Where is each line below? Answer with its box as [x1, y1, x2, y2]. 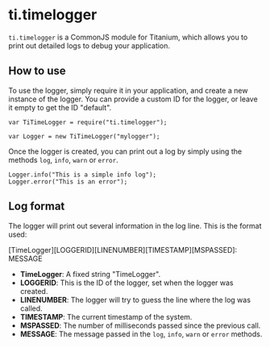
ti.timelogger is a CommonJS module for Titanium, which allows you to [8, 32, 248, 42]
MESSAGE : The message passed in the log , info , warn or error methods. [19, 328, 263, 339]
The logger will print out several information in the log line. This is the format [8, 221, 262, 230]
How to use [8, 64, 66, 78]
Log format [8, 200, 65, 213]
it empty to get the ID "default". [8, 102, 112, 112]
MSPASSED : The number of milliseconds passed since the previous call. [19, 320, 261, 330]
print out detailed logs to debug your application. [8, 40, 171, 50]
